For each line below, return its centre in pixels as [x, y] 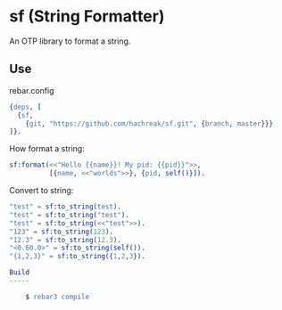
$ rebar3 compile [58, 297]
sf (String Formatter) [87, 16]
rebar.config [32, 90]
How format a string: [47, 149]
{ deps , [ [25, 107]
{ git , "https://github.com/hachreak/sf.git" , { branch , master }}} [149, 123]
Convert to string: [41, 190]
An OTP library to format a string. [70, 41]
